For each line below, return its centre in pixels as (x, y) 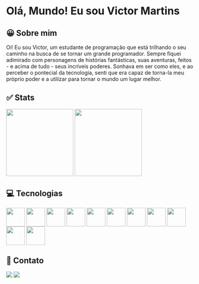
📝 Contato (25, 261)
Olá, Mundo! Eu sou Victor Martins (93, 11)
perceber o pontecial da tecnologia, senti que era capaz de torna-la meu (95, 72)
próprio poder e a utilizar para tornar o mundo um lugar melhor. (84, 79)
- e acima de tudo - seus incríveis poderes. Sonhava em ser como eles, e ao (100, 66)
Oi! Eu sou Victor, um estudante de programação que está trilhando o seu (96, 47)
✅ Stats (20, 98)
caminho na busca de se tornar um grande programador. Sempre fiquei (94, 54)
